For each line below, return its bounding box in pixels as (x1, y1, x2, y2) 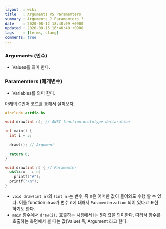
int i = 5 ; (9, 133, 32, 138)
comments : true (5, 35, 37, 40)
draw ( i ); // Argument (9, 142, 55, 147)
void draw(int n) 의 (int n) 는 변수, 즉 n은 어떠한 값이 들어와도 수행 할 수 (12, 193, 156, 199)
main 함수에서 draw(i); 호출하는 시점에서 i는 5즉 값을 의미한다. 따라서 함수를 (12, 212, 161, 218)
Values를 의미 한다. (12, 64, 51, 70)
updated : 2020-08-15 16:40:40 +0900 (5, 26, 83, 31)
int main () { (5, 128, 32, 134)
